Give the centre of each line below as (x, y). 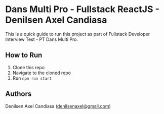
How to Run (24, 55)
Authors (18, 94)
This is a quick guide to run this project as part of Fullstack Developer (78, 34)
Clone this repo (28, 67)
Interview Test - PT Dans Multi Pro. (42, 39)
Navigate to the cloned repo (42, 73)
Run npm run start (32, 78)
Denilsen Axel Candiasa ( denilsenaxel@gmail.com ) (58, 106)
